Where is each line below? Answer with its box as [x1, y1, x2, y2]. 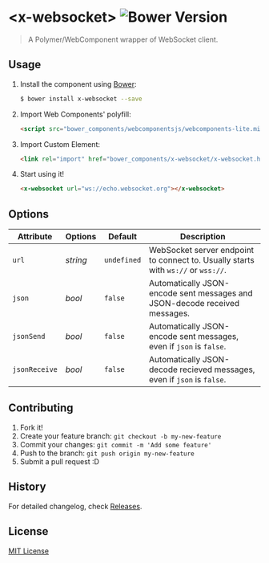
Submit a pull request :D [19, 456, 100, 466]
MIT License [8, 546, 50, 556]
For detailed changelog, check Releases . [8, 501, 143, 511]
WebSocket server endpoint [149, 245, 255, 256]
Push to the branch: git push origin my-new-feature [19, 448, 195, 458]
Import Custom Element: [19, 139, 101, 149]
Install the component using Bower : [19, 79, 138, 88]
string [65, 255, 88, 266]
